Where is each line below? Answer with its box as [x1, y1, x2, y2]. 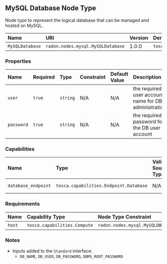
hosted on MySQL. [5, 22, 44, 28]
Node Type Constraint [97, 213, 152, 220]
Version [129, 34, 149, 41]
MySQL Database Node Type [5, 4, 96, 12]
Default [110, 71, 128, 78]
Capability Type [26, 213, 66, 220]
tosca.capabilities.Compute [26, 222, 93, 228]
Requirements [5, 200, 40, 207]
